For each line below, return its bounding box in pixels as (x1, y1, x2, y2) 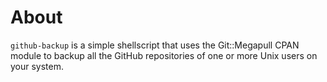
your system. (10, 60, 65, 72)
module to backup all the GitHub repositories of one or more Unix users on (10, 49, 318, 61)
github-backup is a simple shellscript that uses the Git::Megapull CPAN (10, 39, 300, 51)
